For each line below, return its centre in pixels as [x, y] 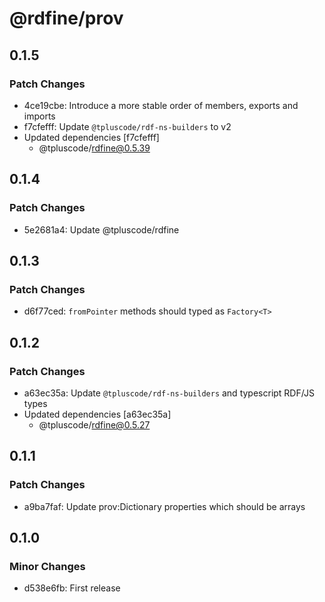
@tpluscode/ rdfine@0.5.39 [94, 148]
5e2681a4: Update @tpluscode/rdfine [101, 229]
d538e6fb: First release [72, 588]
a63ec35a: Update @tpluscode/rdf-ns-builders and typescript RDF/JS [169, 393]
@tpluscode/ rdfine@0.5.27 [94, 424]
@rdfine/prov [66, 18]
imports [39, 116]
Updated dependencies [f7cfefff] [91, 137]
